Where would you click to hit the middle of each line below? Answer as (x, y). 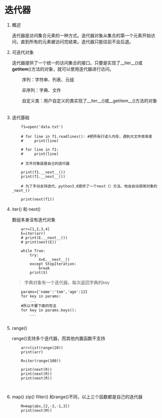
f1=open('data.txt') (42, 127)
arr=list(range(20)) (42, 348)
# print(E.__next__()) (44, 238)
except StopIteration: (53, 264)
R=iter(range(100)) (41, 361)
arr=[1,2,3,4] (35, 229)
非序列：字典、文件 (41, 90)
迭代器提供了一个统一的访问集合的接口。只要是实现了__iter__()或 (77, 63)
